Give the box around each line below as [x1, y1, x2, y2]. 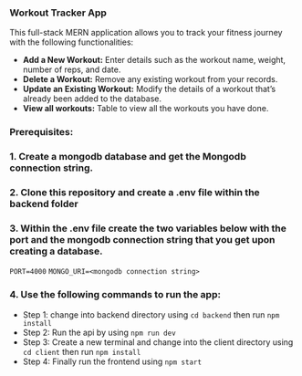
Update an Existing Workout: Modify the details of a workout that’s [22, 84, 276, 95]
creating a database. [9, 245, 103, 257]
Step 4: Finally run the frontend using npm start [22, 356, 203, 367]
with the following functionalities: [9, 37, 134, 47]
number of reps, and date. [22, 64, 121, 75]
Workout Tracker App [9, 6, 108, 19]
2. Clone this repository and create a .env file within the [9, 186, 260, 199]
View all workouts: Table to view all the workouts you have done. [22, 103, 269, 114]
